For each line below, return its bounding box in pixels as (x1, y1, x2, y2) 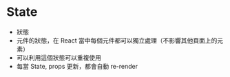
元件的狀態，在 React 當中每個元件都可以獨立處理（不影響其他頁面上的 (16, 36, 218, 45)
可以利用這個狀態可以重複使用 (16, 53, 101, 62)
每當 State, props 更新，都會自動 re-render (16, 62, 138, 70)
